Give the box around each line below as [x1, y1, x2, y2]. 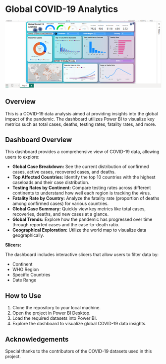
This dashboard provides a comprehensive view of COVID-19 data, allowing [5, 149, 160, 155]
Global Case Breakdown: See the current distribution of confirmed [12, 164, 149, 170]
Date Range [12, 277, 37, 283]
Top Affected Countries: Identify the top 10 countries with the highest [12, 174, 156, 180]
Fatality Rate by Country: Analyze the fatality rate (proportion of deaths [12, 195, 160, 201]
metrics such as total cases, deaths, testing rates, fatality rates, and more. [5, 121, 156, 127]
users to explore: [5, 154, 40, 160]
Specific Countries [12, 272, 51, 278]
